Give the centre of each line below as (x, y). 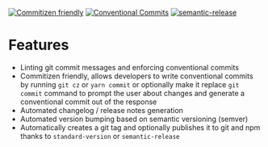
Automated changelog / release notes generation (102, 110)
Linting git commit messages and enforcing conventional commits (130, 67)
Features (39, 45)
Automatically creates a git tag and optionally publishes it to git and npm (140, 127)
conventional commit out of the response (88, 102)
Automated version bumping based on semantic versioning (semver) (134, 119)
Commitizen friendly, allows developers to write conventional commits (136, 76)
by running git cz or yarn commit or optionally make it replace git (130, 84)
